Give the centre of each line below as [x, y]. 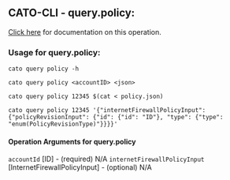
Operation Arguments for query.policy [72, 141]
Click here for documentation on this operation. [85, 32]
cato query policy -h [44, 69]
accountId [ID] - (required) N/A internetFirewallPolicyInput [106, 159]
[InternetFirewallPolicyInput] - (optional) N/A [80, 167]
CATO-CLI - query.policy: [72, 13]
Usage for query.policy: [54, 52]
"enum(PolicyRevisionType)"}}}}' [63, 124]
